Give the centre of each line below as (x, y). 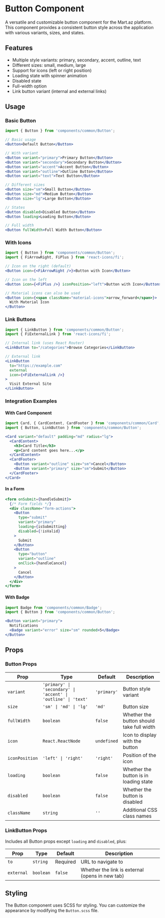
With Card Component (28, 413)
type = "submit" (33, 517)
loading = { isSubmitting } (42, 527)
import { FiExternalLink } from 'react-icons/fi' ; (58, 334)
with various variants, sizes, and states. (45, 32)
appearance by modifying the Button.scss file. (52, 910)
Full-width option (29, 86)
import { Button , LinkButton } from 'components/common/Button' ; (73, 428)
